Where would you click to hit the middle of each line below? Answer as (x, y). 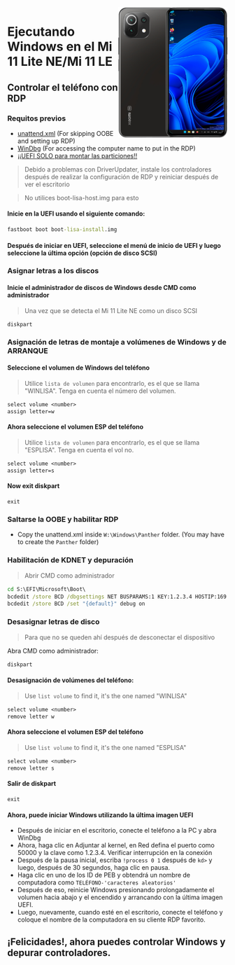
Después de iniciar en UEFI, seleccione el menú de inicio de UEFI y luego (114, 245)
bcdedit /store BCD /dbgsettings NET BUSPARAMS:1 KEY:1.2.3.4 (100, 597)
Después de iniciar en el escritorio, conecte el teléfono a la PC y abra (117, 831)
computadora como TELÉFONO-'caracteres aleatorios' (97, 882)
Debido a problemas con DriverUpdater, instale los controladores (118, 169)
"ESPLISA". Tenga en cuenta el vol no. (79, 450)
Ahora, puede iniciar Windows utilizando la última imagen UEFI (100, 814)
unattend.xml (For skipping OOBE (65, 133)
